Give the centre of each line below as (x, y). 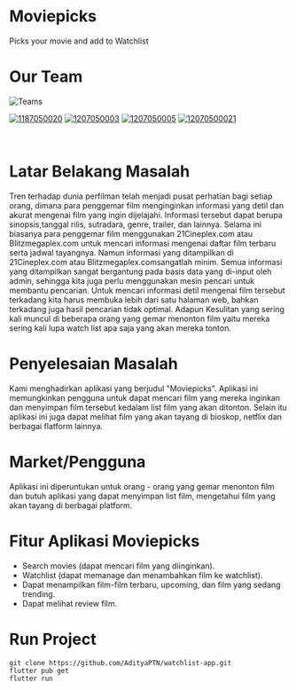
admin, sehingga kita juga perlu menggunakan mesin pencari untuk (132, 280)
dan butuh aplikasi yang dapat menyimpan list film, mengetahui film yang (143, 496)
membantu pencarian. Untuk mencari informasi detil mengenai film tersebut (147, 290)
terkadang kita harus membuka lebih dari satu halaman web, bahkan (134, 300)
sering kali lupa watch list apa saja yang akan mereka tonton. (121, 328)
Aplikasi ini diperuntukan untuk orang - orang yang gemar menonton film (142, 486)
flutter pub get (39, 670)
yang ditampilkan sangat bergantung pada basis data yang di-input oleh (140, 271)
